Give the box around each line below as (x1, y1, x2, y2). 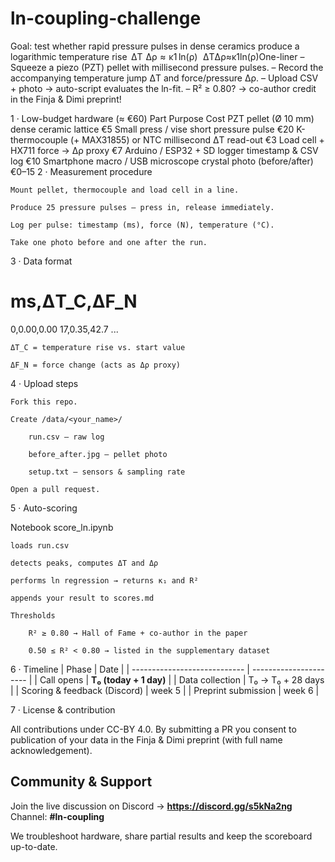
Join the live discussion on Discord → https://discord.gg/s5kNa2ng (10, 800, 293, 812)
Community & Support (10, 773, 153, 791)
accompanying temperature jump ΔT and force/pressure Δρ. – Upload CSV (10, 72, 319, 84)
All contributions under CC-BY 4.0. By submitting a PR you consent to (10, 723, 297, 735)
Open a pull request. (10, 484, 101, 494)
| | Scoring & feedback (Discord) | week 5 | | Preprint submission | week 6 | (10, 684, 320, 696)
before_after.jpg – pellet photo (28, 449, 168, 459)
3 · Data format (10, 255, 73, 267)
